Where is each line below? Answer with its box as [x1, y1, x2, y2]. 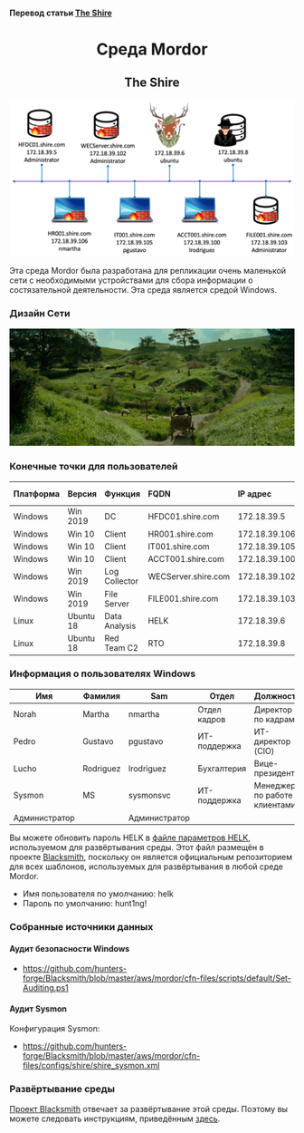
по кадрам [253, 713, 296, 724]
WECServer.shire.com [147, 571, 231, 582]
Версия [67, 488, 98, 499]
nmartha [128, 709, 160, 720]
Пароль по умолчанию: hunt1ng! [22, 898, 147, 909]
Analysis [104, 620, 137, 631]
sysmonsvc [128, 789, 172, 801]
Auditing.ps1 [22, 983, 70, 993]
